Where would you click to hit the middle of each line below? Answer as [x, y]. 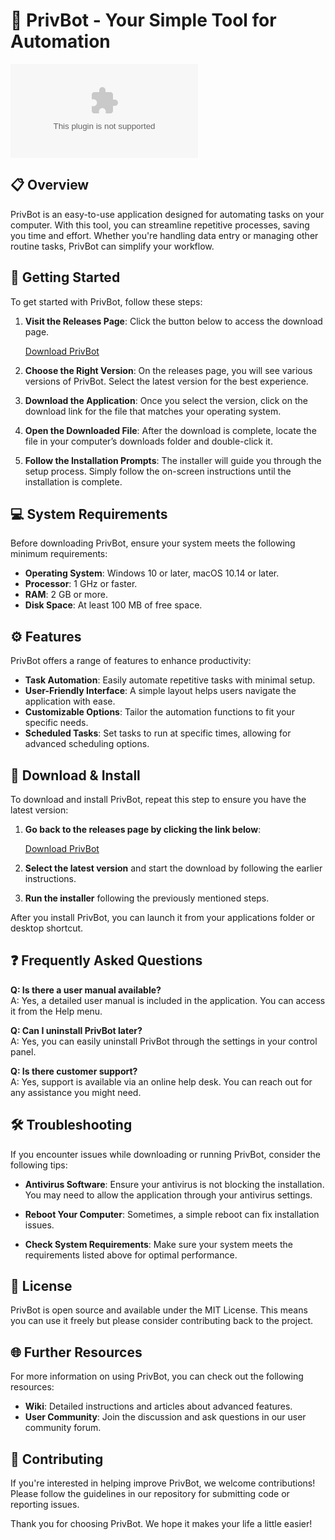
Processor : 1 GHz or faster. [81, 584]
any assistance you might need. [76, 1092]
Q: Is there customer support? [74, 1071]
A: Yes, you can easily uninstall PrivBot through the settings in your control [164, 1041]
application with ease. [70, 701]
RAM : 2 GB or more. [66, 595]
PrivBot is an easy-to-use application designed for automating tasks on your [167, 214]
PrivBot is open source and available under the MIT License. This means [159, 1310]
